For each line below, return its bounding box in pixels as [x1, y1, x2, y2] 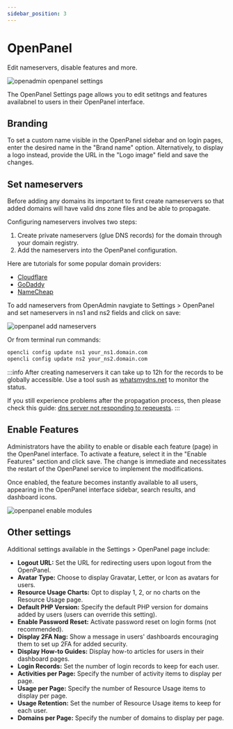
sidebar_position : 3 [7, 10, 67, 17]
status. [7, 383, 27, 391]
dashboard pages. [17, 655, 70, 663]
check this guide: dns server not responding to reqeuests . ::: [7, 403, 180, 412]
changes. [7, 158, 34, 167]
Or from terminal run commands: [7, 335, 101, 344]
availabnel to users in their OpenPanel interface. [7, 97, 145, 106]
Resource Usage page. [17, 595, 83, 604]
